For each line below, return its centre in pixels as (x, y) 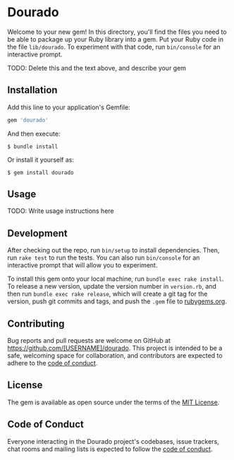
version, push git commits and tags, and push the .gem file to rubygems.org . (117, 301)
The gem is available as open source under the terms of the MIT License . (113, 402)
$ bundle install (33, 146)
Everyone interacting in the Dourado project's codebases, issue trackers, (113, 441)
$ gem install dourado (41, 172)
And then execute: (34, 133)
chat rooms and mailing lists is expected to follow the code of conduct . (110, 449)
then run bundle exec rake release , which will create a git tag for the (107, 294)
